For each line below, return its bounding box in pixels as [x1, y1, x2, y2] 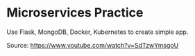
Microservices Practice [6, 5, 144, 21]
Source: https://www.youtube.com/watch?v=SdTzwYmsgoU [6, 41, 179, 49]
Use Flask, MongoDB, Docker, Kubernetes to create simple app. [6, 28, 189, 36]
